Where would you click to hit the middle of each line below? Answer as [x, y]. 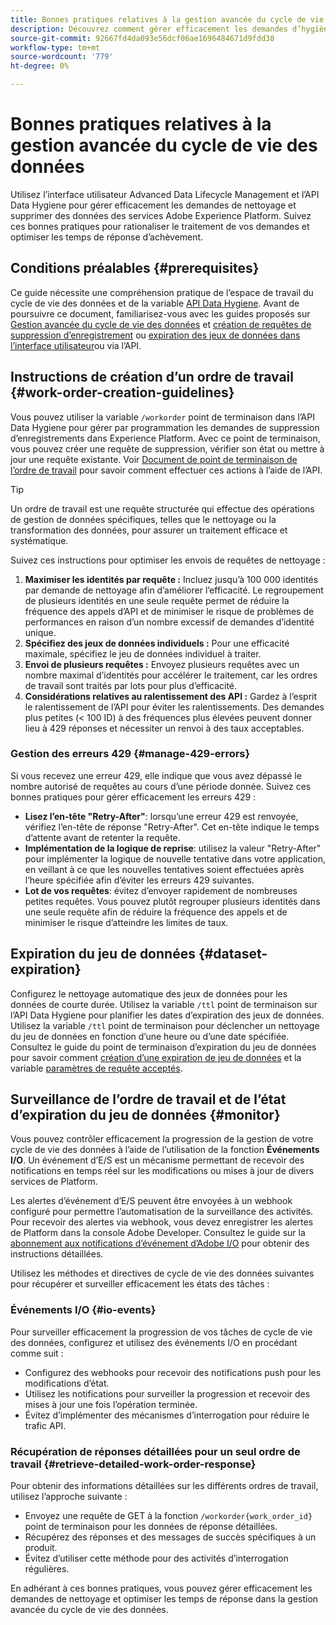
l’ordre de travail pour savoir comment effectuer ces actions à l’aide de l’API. [166, 470]
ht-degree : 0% [40, 66]
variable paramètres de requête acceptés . [96, 1068]
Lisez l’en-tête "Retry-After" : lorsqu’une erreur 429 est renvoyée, [161, 816]
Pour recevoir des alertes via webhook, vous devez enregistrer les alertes [162, 1222]
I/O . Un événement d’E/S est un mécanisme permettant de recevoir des [157, 1160]
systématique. [39, 540]
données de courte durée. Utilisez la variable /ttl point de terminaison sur [164, 1004]
